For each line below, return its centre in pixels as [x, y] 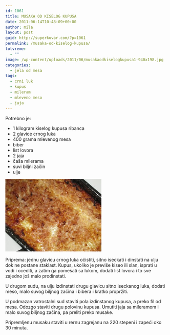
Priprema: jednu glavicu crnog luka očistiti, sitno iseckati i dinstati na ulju [82, 259]
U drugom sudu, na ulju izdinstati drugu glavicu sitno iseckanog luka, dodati [85, 286]
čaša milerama [28, 161]
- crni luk [22, 81]
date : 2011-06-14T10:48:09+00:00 [41, 22]
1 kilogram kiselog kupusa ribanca [48, 128]
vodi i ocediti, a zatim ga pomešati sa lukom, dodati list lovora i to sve [78, 270]
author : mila [19, 27]
